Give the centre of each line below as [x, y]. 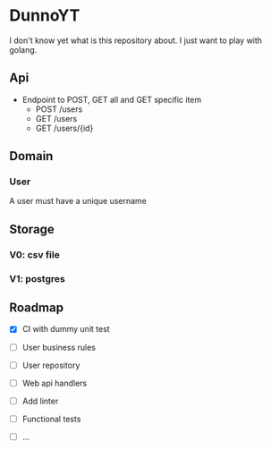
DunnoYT [45, 16]
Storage [32, 229]
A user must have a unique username [78, 201]
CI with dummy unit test [66, 329]
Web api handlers [55, 383]
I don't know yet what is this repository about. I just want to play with [135, 40]
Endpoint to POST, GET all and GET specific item [112, 99]
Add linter [40, 401]
